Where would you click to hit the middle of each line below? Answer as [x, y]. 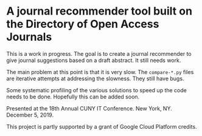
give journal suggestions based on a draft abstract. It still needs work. [94, 60]
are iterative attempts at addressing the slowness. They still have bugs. [95, 78]
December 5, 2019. [30, 115]
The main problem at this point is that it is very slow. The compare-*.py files [100, 72]
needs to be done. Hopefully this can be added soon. [73, 97]
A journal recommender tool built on [99, 11]
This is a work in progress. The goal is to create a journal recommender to [99, 53]
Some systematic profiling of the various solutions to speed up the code [96, 90]
